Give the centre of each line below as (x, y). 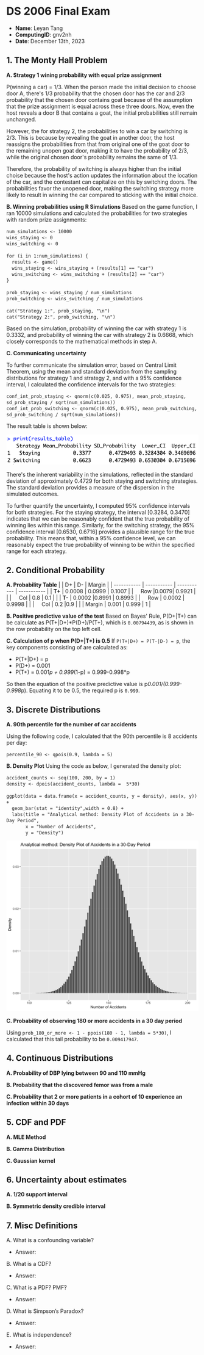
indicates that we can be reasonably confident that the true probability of (98, 519)
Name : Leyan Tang (39, 28)
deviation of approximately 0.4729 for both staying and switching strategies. (102, 481)
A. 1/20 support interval (37, 1194)
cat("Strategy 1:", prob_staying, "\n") (58, 311)
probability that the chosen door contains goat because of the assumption (100, 99)
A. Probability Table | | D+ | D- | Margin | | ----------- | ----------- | (91, 585)
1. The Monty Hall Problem (57, 60)
